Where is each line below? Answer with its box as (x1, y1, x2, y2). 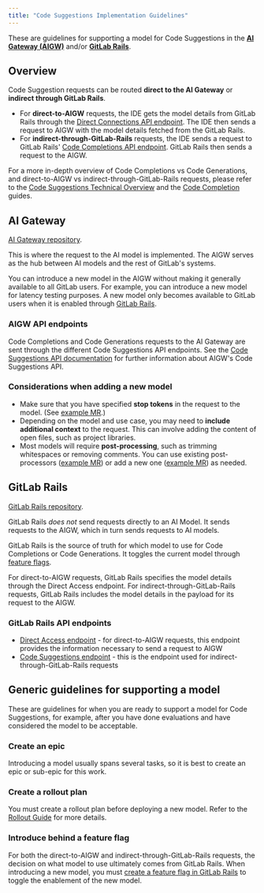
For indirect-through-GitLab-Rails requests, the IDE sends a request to (19, 134, 252, 143)
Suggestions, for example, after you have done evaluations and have (8, 713, 231, 722)
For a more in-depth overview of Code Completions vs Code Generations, (8, 166, 248, 176)
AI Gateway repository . (8, 235, 83, 244)
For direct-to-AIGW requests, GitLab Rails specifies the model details (8, 572, 232, 582)
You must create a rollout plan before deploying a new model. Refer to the (8, 805, 248, 814)
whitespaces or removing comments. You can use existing (19, 449, 210, 459)
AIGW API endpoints (8, 318, 88, 329)
